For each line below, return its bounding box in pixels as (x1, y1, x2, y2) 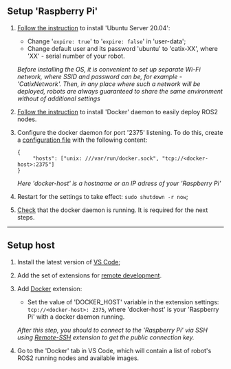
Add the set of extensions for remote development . (16, 271, 162, 280)
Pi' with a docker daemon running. (27, 313, 125, 321)
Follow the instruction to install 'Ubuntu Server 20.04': (16, 23, 170, 32)
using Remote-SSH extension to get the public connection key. (16, 333, 195, 341)
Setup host (7, 240, 55, 251)
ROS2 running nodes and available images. (16, 354, 140, 362)
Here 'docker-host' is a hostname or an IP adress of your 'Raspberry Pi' (16, 179, 221, 187)
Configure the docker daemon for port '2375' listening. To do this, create (16, 128, 223, 136)
